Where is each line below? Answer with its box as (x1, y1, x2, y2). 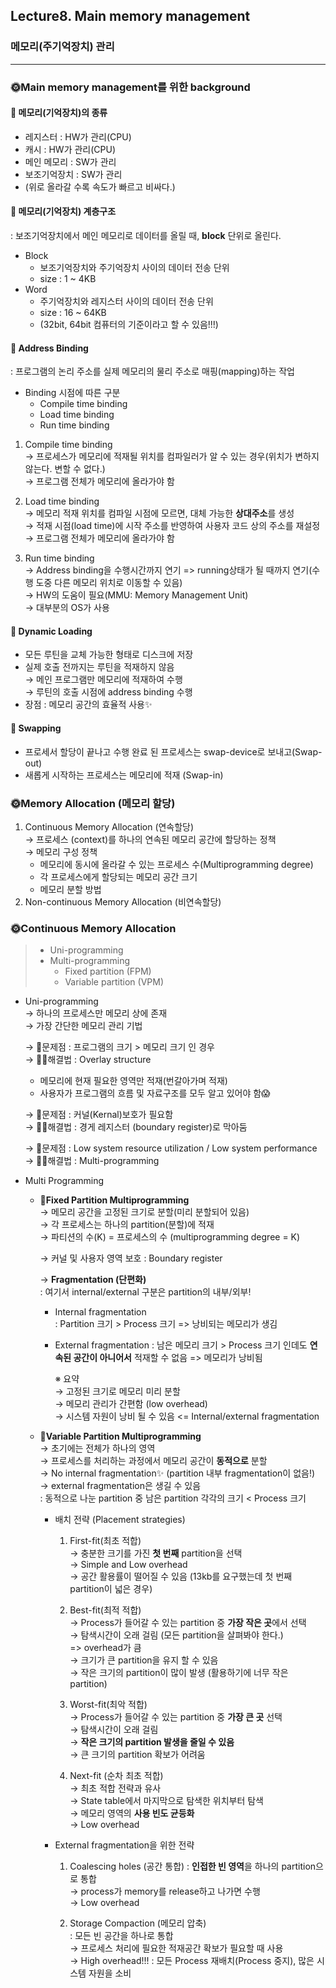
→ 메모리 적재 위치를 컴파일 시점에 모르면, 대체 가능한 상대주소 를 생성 (24, 507, 295, 519)
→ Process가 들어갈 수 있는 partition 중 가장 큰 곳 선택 (69, 1711, 283, 1723)
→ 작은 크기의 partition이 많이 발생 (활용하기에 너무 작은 (69, 1667, 289, 1679)
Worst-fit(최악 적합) (69, 1699, 148, 1711)
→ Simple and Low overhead (69, 1559, 188, 1571)
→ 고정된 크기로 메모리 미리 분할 (54, 1385, 181, 1398)
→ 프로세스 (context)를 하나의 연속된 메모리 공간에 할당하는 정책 (24, 833, 277, 845)
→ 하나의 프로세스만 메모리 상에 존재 (24, 1007, 168, 1019)
